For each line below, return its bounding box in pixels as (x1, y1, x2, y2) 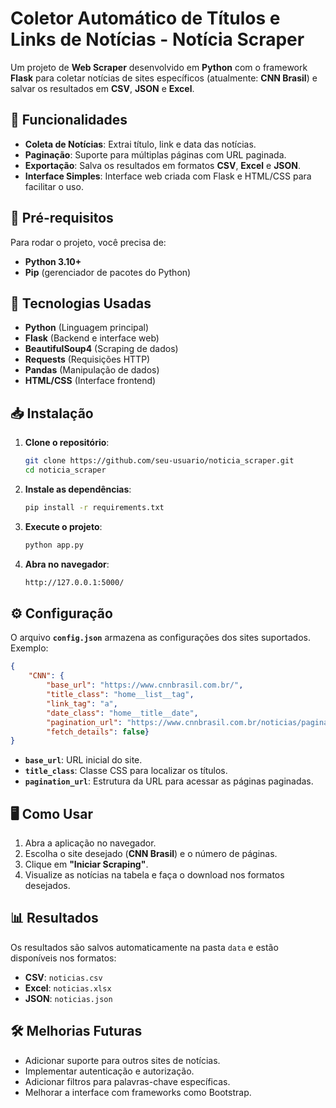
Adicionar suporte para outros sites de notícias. (24, 1054, 221, 1066)
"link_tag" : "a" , (46, 698, 118, 709)
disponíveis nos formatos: (10, 952, 117, 964)
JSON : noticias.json (24, 992, 113, 1004)
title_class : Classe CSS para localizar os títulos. (24, 765, 228, 777)
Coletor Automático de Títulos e (10, 7, 281, 30)
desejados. (24, 880, 71, 892)
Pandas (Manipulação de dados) (24, 364, 160, 376)
